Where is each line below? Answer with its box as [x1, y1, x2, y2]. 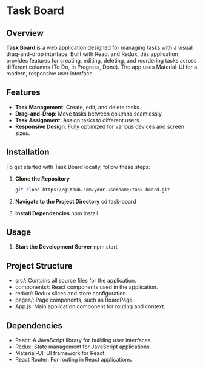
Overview [6, 28, 44, 38]
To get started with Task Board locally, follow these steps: [6, 163, 150, 170]
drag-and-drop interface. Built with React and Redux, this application [6, 50, 179, 58]
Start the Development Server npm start [15, 243, 118, 250]
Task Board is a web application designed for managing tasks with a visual [6, 44, 193, 51]
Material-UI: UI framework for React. [15, 349, 106, 356]
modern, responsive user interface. [6, 70, 95, 77]
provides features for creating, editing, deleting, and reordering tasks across [6, 57, 197, 64]
